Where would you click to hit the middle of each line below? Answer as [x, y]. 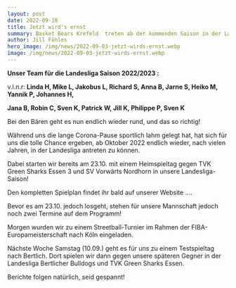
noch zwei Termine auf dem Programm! [64, 213]
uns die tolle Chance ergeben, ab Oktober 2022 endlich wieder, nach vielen [117, 142]
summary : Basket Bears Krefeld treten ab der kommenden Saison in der [114, 33]
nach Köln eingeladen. [101, 234]
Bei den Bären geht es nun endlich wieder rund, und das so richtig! [104, 121]
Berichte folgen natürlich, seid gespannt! [66, 277]
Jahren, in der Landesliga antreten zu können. [74, 150]
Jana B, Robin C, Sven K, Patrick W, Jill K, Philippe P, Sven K [96, 108]
